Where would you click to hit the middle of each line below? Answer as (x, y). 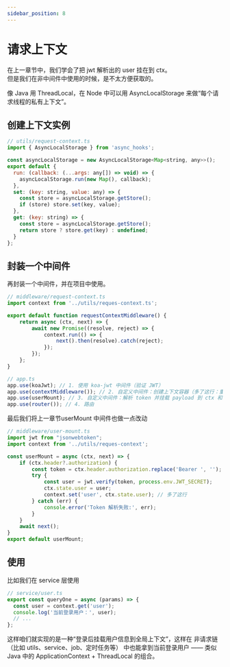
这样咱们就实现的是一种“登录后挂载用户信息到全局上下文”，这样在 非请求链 (113, 639)
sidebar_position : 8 (37, 13)
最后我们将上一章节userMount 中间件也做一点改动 (77, 418)
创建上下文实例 (39, 125)
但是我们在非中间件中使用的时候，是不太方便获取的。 (82, 78)
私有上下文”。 (50, 101)
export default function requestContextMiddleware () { (87, 315)
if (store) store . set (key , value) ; (70, 205)
